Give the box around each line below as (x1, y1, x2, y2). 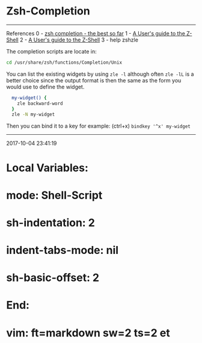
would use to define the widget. (6, 83, 85, 90)
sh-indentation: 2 (6, 215, 95, 229)
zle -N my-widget (11, 111, 55, 118)
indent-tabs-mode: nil (6, 244, 119, 257)
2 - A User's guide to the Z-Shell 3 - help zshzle (20, 36, 138, 43)
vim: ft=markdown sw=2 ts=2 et (6, 326, 170, 339)
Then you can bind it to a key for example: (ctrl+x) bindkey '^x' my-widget (6, 122, 191, 130)
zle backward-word (17, 100, 63, 107)
